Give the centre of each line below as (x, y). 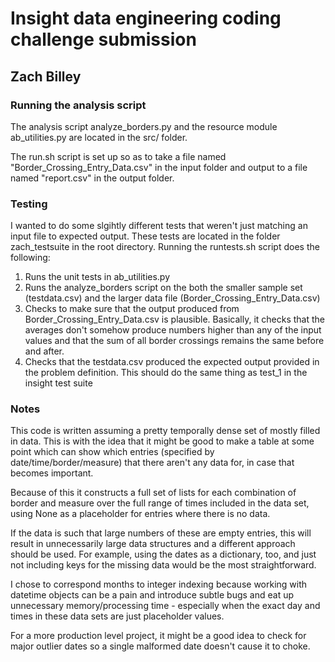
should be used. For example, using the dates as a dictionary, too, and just (163, 554)
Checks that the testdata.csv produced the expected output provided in (172, 362)
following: (30, 258)
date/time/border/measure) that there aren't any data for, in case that (152, 463)
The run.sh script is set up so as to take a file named (118, 156)
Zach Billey (46, 76)
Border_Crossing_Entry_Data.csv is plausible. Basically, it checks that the (175, 319)
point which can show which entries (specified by (112, 452)
